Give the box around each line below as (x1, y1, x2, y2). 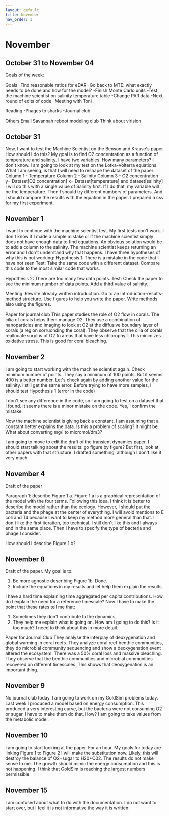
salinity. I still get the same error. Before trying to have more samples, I (5, 382, 152, 388)
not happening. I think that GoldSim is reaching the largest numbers (5, 766, 146, 772)
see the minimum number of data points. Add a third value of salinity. (5, 281, 149, 287)
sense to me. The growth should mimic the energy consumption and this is (5, 761, 160, 767)
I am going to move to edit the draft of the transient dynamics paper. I (5, 439, 150, 445)
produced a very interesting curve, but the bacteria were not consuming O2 (5, 706, 162, 712)
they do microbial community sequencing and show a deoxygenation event (5, 645, 161, 651)
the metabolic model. (5, 716, 49, 722)
